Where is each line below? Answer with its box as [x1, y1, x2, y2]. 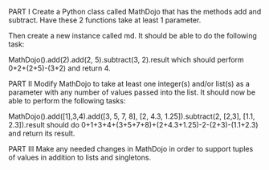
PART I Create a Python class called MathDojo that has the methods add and [8, 7, 262, 16]
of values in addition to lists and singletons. [8, 152, 151, 162]
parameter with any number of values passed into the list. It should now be [8, 87, 255, 97]
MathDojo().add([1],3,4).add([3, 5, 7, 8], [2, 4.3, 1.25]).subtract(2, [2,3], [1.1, [8, 111, 255, 121]
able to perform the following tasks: [8, 96, 126, 105]
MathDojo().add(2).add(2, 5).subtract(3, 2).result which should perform [8, 55, 245, 64]
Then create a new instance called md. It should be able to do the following [8, 31, 257, 40]
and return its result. [8, 128, 75, 138]
